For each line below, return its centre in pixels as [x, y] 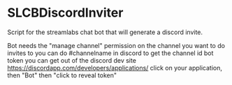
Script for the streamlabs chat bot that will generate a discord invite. [105, 32]
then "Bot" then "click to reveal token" [62, 75]
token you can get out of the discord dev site [72, 60]
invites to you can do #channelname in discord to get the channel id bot [110, 53]
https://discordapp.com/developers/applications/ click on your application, [115, 68]
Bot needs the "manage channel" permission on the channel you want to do [116, 45]
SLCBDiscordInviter [65, 13]
